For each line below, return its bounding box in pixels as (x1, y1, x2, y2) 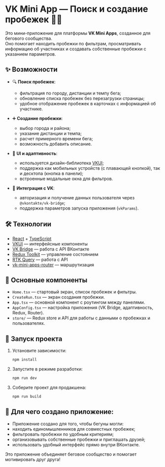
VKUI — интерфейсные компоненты (12, 241, 88, 247)
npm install (12, 357, 37, 362)
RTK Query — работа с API (12, 256, 68, 262)
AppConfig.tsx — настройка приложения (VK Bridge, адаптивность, (12, 305, 154, 311)
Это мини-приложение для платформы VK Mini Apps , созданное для (5, 30, 151, 36)
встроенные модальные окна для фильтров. (19, 176, 113, 182)
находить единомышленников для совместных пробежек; (12, 426, 135, 432)
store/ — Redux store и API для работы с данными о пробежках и (12, 315, 150, 321)
